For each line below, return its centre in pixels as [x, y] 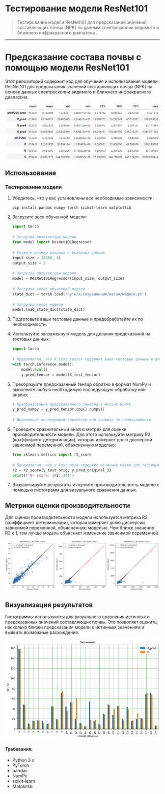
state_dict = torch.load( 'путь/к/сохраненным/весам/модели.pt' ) [79, 294]
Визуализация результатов [49, 605]
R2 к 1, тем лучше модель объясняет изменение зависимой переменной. [82, 533]
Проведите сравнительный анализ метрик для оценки [69, 430]
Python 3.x [23, 760]
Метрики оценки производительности [68, 505]
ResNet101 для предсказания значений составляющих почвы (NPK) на [79, 86]
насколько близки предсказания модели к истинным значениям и [75, 627]
